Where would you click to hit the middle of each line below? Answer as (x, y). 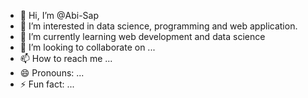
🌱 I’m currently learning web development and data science (142, 36)
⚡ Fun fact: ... (47, 84)
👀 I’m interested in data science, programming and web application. (158, 26)
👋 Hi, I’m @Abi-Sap (59, 15)
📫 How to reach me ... (66, 58)
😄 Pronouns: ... (52, 73)
